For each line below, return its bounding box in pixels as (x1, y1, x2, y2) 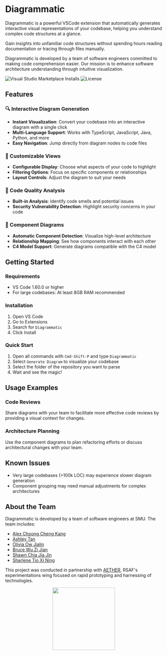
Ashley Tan (12, 536, 36, 542)
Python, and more (12, 134, 49, 140)
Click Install (12, 329, 36, 335)
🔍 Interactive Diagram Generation (5, 105, 89, 112)
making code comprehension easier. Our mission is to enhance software (5, 60, 154, 66)
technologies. (5, 577, 33, 583)
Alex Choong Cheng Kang (12, 531, 66, 537)
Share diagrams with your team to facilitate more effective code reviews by (5, 410, 160, 416)
